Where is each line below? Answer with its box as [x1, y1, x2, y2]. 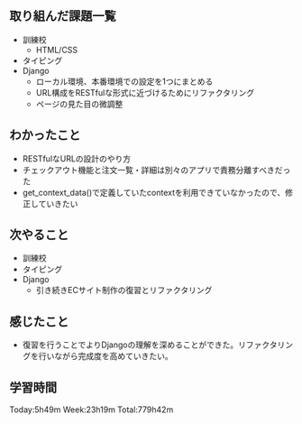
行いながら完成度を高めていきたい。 [38, 351, 173, 362]
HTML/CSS [35, 44, 78, 55]
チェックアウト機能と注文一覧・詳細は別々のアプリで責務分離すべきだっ [22, 164, 291, 175]
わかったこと [9, 127, 81, 143]
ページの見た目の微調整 [35, 98, 124, 109]
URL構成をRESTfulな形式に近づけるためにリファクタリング [35, 87, 255, 97]
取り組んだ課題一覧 [9, 8, 116, 24]
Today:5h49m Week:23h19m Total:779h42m [9, 404, 174, 415]
